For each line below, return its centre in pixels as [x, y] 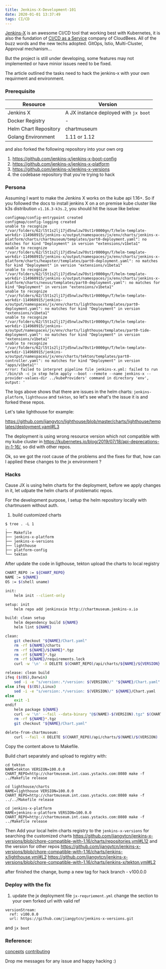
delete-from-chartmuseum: [32, 732]
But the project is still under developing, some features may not [70, 58]
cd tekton [15, 765]
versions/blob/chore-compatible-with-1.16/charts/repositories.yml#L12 [77, 841]
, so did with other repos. [46, 447]
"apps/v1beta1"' [22, 365]
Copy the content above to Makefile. [42, 746]
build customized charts [37, 515]
